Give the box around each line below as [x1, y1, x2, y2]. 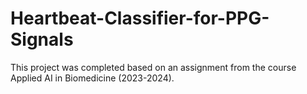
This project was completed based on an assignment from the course [10, 61, 297, 73]
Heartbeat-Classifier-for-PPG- [10, 7, 270, 30]
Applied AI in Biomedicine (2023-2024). [10, 72, 175, 84]
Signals [10, 28, 74, 51]
